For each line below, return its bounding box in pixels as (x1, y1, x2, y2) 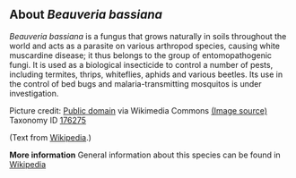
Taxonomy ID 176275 (9, 114, 87, 125)
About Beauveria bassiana (9, 7, 163, 22)
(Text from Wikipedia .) (9, 131, 92, 142)
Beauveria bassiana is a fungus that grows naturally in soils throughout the (9, 30, 287, 41)
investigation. (9, 88, 59, 98)
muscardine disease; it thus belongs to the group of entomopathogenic (9, 49, 272, 61)
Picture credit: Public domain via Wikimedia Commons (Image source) (9, 105, 267, 115)
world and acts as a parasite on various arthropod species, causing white (9, 40, 281, 51)
